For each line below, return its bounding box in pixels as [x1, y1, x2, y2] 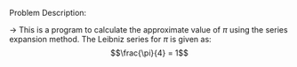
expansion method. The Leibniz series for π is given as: [9, 34, 212, 44]
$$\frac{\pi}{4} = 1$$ [109, 48, 189, 58]
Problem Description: [9, 8, 87, 18]
